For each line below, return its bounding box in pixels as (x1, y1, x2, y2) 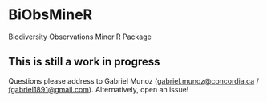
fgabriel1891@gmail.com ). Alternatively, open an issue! (8, 84, 189, 94)
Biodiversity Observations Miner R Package (8, 32, 152, 41)
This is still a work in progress (8, 55, 160, 69)
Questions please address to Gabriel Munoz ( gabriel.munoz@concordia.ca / (8, 76, 259, 85)
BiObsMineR (8, 6, 93, 24)
